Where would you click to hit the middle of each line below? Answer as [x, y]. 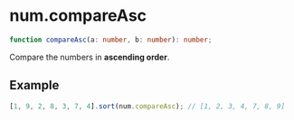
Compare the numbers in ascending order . [90, 57]
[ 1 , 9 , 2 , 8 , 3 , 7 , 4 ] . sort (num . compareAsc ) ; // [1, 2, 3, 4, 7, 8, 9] [147, 106]
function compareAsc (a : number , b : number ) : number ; [111, 40]
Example [34, 85]
